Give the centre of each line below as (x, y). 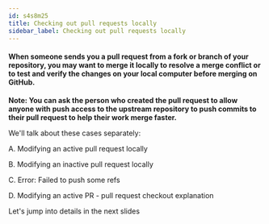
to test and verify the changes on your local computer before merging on (133, 73)
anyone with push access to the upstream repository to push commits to (132, 109)
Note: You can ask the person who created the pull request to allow (123, 100)
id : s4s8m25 (28, 16)
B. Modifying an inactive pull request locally (81, 164)
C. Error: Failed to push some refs (64, 180)
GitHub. (22, 82)
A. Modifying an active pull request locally (78, 148)
